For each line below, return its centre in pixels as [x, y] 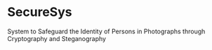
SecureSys [40, 12]
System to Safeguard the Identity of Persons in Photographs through [106, 31]
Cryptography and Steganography [57, 38]
